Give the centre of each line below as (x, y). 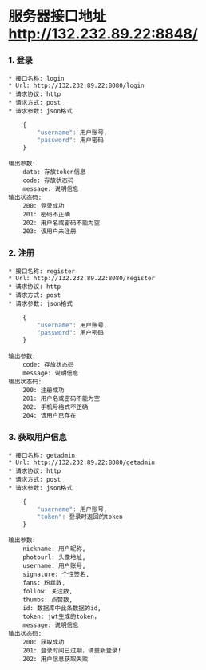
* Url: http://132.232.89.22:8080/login (77, 86)
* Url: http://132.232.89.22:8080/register (82, 279)
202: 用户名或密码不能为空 (61, 223)
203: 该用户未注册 (50, 231)
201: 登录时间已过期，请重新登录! (72, 650)
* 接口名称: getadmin (42, 456)
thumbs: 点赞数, (48, 600)
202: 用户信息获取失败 (55, 659)
